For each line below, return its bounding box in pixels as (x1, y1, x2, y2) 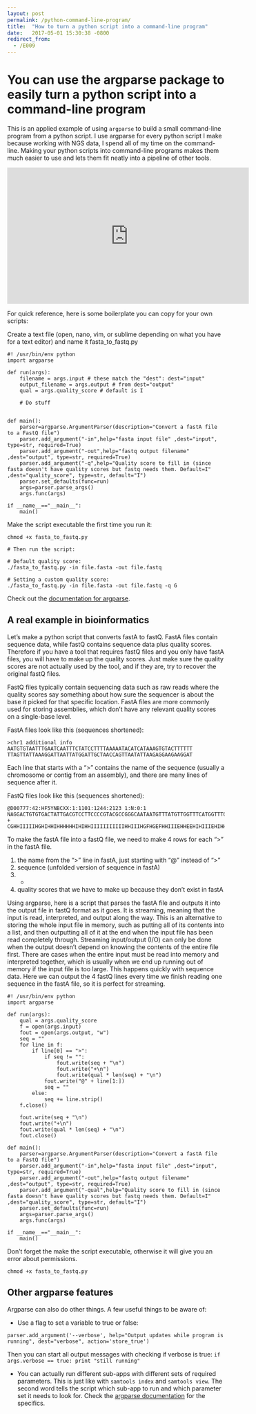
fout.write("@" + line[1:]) (43, 1077, 126, 1085)
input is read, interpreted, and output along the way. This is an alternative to (7, 913, 223, 921)
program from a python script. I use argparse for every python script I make (7, 131, 222, 140)
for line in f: (19, 1041, 63, 1048)
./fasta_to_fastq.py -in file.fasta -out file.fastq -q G (7, 582, 177, 589)
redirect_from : (7, 36, 51, 43)
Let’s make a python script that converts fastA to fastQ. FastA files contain (7, 632, 218, 641)
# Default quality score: (7, 558, 81, 564)
